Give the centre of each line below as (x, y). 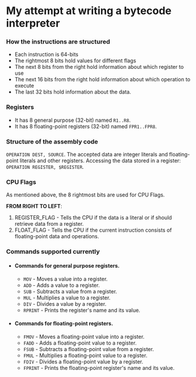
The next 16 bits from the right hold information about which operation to (102, 79)
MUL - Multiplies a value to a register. (67, 298)
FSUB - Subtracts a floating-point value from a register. (89, 349)
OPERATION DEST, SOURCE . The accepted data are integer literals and (87, 155)
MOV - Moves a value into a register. (65, 279)
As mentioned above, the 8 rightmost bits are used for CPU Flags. (86, 195)
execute (24, 86)
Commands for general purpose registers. (67, 265)
